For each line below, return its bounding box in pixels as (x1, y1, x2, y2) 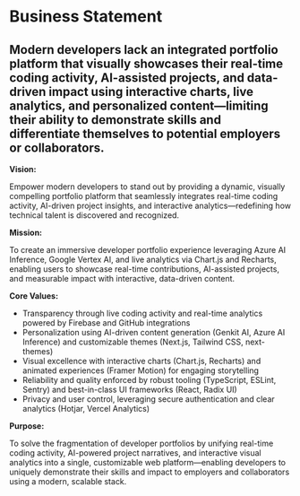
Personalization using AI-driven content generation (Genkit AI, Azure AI (21, 327, 286, 337)
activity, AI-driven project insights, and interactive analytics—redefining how (9, 200, 291, 211)
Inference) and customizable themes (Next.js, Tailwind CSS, (21, 336, 244, 347)
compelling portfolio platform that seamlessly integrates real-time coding (9, 191, 279, 201)
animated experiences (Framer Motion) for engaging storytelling (21, 365, 260, 376)
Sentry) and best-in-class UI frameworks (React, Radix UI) (21, 384, 237, 395)
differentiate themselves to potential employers (9, 126, 281, 141)
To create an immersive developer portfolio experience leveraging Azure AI (9, 245, 287, 255)
